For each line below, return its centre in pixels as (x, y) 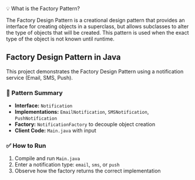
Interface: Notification (43, 106)
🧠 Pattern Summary (34, 93)
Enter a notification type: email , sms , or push (67, 165)
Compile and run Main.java (47, 158)
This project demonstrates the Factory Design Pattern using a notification (95, 71)
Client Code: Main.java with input (56, 131)
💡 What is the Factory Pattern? (43, 9)
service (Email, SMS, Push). (40, 77)
